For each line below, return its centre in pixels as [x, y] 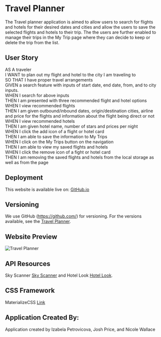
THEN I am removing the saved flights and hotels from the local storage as [80, 157]
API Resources [28, 263]
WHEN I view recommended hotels [40, 121]
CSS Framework [30, 291]
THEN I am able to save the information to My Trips [56, 136]
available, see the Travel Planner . [38, 221]
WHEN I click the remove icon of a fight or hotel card [58, 152]
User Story [22, 58]
